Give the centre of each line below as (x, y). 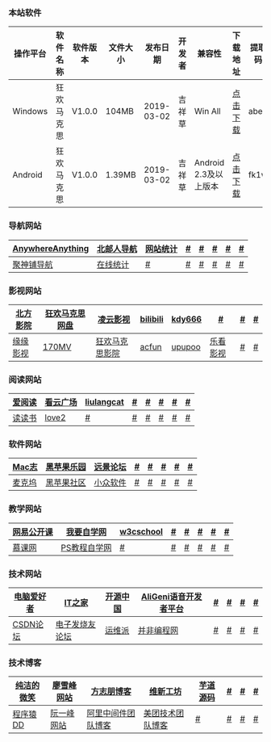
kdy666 (187, 319)
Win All (207, 111)
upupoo (186, 346)
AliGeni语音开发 (171, 597)
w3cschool (142, 531)
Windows (30, 111)
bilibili (152, 319)
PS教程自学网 (86, 547)
